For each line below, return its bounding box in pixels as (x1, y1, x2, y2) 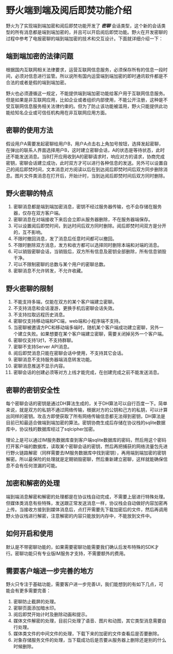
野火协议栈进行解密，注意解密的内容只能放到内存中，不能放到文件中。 (6, 512, 155, 519)
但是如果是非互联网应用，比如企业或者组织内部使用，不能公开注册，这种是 (6, 96, 163, 103)
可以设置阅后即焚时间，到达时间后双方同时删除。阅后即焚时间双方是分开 (13, 223, 166, 229)
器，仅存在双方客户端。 (13, 210, 63, 216)
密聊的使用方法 (6, 126, 53, 135)
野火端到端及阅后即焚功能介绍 (6, 5, 132, 16)
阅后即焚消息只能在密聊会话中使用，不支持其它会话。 (13, 350, 126, 356)
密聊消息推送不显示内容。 (13, 363, 68, 369)
